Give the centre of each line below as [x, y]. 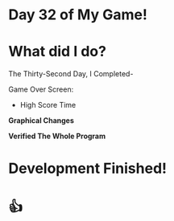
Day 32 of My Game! [78, 15]
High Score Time [48, 105]
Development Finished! [88, 168]
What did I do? [58, 52]
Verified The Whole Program [57, 136]
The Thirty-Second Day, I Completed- [71, 74]
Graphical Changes [41, 121]
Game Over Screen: [41, 89]
